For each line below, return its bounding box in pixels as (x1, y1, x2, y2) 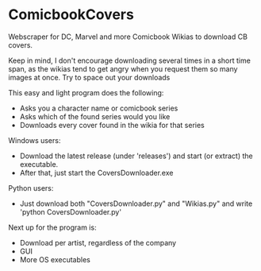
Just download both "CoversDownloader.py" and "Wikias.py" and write (19, 199, 253, 208)
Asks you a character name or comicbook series (19, 103, 178, 113)
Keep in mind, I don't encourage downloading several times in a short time (8, 56, 251, 65)
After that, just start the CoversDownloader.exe (19, 168, 174, 177)
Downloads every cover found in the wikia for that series (19, 120, 205, 130)
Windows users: (8, 135, 61, 145)
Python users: (8, 183, 54, 192)
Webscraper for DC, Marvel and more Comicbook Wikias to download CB (8, 32, 248, 41)
